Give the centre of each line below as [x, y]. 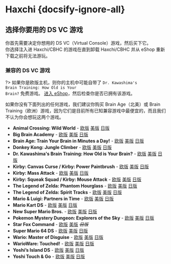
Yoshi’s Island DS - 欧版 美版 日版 [48, 250]
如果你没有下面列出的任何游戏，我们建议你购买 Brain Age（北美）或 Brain [83, 104]
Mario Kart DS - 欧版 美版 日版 [45, 205]
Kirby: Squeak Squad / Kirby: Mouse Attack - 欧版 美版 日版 [77, 180]
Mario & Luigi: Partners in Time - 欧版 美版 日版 [63, 199]
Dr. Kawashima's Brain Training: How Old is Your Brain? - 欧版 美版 [85, 154]
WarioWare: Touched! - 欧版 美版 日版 [54, 244]
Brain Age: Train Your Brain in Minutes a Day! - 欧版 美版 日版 [78, 141]
